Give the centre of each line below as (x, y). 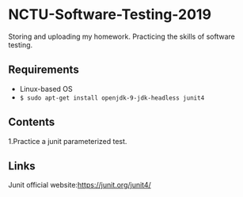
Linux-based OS (46, 89)
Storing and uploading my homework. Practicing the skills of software (121, 36)
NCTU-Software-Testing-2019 (110, 15)
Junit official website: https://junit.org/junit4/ (80, 185)
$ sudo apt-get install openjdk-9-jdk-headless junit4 (112, 98)
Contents (32, 122)
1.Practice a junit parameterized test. (68, 141)
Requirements (44, 70)
